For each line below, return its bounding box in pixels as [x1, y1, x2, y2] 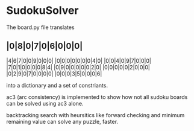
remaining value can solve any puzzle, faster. [6, 118, 119, 125]
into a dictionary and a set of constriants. [6, 81, 108, 89]
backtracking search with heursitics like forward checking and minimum [6, 111, 185, 118]
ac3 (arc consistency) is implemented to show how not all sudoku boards [6, 93, 188, 100]
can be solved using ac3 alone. [6, 100, 84, 107]
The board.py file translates [6, 24, 75, 31]
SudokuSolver [6, 4, 80, 18]
